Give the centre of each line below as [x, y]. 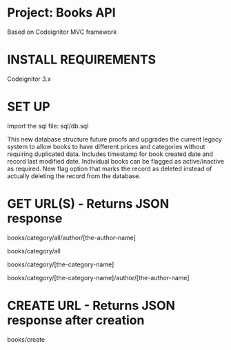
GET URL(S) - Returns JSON [88, 204]
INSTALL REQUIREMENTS [82, 60]
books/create [26, 339]
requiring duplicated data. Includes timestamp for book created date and [110, 154]
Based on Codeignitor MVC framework [62, 32]
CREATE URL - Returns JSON [91, 305]
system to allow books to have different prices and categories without [106, 146]
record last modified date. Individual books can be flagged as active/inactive [116, 161]
